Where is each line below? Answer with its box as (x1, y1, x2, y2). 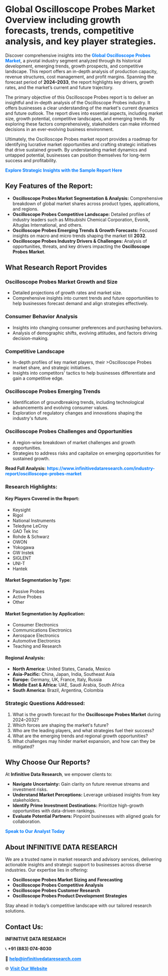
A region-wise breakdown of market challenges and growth (12, 439, 135, 445)
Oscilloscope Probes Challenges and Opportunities (5, 428, 133, 435)
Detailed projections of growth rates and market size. (12, 290, 122, 296)
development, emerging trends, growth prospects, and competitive (5, 63, 143, 69)
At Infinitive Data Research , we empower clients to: (5, 772, 113, 778)
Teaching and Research (12, 643, 62, 649)
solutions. (5, 908, 26, 914)
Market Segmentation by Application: (5, 610, 85, 616)
